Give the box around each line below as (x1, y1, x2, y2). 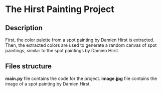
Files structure (5, 62, 52, 71)
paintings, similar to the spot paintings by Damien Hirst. (5, 48, 119, 53)
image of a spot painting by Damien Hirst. (5, 80, 91, 86)
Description (5, 24, 43, 32)
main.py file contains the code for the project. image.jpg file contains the (5, 75, 157, 81)
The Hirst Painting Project (5, 4, 114, 15)
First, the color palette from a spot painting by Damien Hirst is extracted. (5, 37, 154, 43)
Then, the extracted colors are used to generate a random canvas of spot (5, 42, 157, 48)
